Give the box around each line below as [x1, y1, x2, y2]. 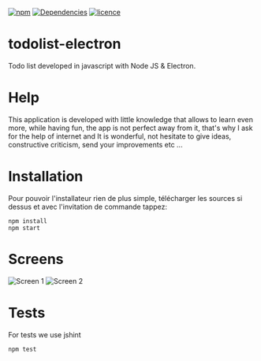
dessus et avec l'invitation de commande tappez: [8, 202, 168, 211]
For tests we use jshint [8, 329, 81, 339]
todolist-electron [8, 35, 121, 53]
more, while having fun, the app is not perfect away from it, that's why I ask [8, 123, 253, 132]
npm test [8, 345, 37, 353]
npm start [8, 224, 41, 232]
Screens [8, 251, 64, 268]
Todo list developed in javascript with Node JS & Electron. [8, 61, 196, 70]
